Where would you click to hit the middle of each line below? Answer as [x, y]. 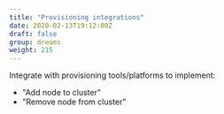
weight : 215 [31, 50]
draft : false [33, 34]
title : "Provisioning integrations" [77, 17]
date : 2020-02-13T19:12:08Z [61, 26]
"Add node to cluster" [62, 93]
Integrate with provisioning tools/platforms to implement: [112, 75]
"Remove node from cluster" [74, 102]
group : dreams [35, 42]
